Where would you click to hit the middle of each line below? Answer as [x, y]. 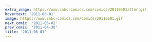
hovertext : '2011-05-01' [30, 14]
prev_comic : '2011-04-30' [31, 28]
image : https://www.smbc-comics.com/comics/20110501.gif [64, 18]
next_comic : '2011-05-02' [31, 23]
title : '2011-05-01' [26, 32]
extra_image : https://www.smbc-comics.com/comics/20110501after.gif [76, 9]
